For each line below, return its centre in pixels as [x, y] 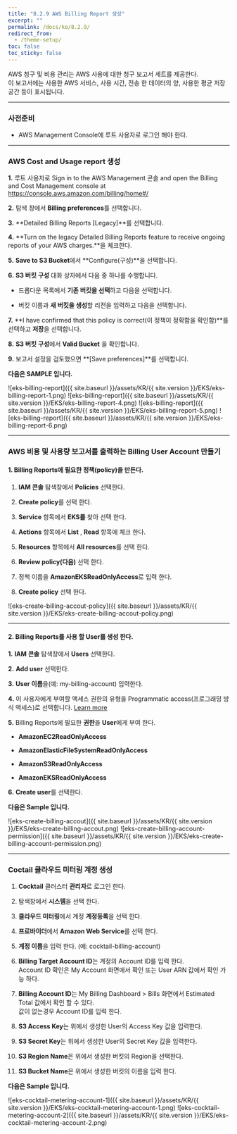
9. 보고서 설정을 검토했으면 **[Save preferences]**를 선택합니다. [98, 359]
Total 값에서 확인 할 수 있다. [56, 1003]
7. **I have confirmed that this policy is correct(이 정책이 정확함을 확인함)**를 [118, 320]
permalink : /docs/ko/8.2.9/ [49, 27]
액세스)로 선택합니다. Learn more [61, 707]
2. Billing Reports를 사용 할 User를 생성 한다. [71, 637]
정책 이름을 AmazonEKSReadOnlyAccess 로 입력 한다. [95, 577]
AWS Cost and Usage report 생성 [64, 161]
